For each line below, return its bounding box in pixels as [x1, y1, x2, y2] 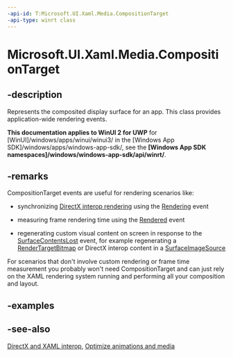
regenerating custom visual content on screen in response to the [17, 229, 202, 238]
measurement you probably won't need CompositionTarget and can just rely [7, 265, 225, 273]
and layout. [7, 279, 40, 288]
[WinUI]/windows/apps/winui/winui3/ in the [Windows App [7, 135, 175, 144]
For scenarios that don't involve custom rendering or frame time [7, 258, 190, 266]
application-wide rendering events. [7, 115, 107, 123]
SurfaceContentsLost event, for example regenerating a [17, 237, 177, 245]
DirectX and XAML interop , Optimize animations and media [7, 342, 175, 350]
